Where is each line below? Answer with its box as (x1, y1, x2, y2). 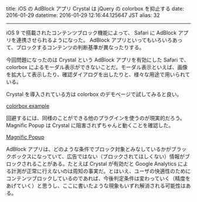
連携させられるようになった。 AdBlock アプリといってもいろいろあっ (16, 37, 183, 43)
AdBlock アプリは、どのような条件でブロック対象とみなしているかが (6, 146, 172, 152)
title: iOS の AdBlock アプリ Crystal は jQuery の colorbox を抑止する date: (6, 5, 185, 12)
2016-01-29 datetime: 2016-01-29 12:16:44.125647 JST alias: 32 (6, 12, 160, 19)
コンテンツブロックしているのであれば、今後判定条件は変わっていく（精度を (6, 175, 191, 182)
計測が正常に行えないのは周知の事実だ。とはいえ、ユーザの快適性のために (11, 167, 191, 174)
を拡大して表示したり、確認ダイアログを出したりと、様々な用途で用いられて (6, 71, 191, 78)
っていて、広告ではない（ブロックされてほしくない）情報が (42, 153, 185, 160)
